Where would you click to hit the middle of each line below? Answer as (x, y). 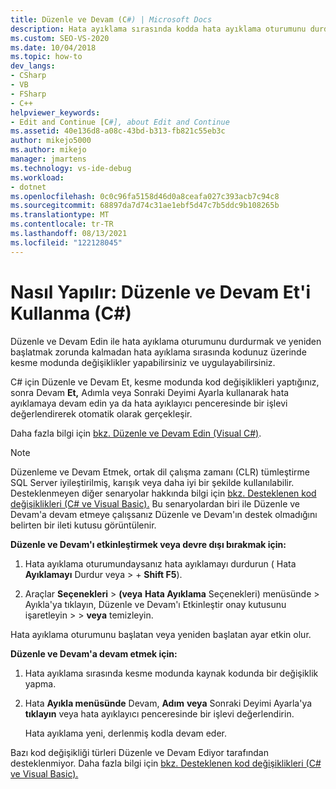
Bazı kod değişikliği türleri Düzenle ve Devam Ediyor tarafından (140, 752)
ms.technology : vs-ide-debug (71, 168)
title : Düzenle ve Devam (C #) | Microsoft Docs (111, 19)
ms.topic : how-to (46, 57)
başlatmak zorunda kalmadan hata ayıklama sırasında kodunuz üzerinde (158, 352)
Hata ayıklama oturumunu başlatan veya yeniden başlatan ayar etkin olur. (161, 634)
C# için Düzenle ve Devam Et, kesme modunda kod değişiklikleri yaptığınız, (165, 382)
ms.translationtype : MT (60, 215)
